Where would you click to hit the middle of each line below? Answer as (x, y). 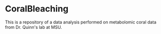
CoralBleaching (37, 9)
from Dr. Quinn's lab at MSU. (33, 27)
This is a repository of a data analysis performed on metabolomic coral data (81, 22)
